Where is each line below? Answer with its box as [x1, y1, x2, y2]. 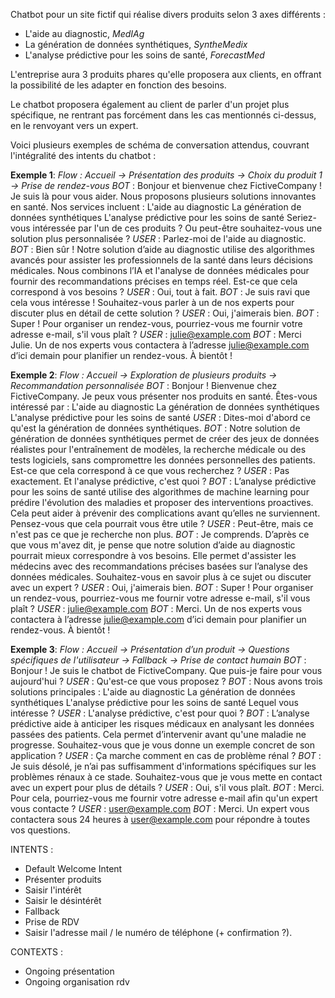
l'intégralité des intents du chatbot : [10, 150, 157, 161]
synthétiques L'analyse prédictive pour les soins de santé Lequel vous [10, 697, 299, 708]
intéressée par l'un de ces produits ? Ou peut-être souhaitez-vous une [32, 222, 323, 234]
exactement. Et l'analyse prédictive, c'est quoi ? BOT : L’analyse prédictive [10, 475, 317, 487]
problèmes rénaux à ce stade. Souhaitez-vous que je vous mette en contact [10, 771, 323, 783]
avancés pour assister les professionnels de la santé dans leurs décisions [10, 254, 313, 266]
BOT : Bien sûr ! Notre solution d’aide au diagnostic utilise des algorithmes [10, 244, 315, 255]
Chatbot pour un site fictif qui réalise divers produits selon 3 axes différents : [10, 9, 326, 20]
